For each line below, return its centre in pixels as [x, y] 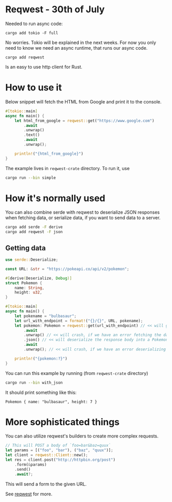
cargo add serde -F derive [34, 227]
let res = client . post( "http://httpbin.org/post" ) [60, 460]
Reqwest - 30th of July [55, 9]
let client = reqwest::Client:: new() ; [47, 455]
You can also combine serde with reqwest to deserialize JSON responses [83, 212]
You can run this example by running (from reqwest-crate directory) [77, 373]
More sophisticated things [62, 422]
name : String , [29, 288]
